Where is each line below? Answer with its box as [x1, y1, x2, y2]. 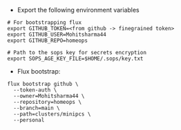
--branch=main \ [13, 105, 60, 111]
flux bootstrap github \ [7, 80, 79, 87]
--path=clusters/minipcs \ [13, 111, 91, 118]
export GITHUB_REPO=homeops [7, 37, 88, 44]
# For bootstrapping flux [7, 19, 82, 26]
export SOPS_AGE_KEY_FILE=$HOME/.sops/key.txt [7, 55, 144, 62]
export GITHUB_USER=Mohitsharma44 [7, 31, 107, 38]
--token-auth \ [13, 87, 57, 94]
